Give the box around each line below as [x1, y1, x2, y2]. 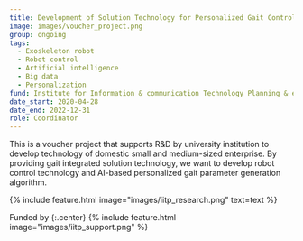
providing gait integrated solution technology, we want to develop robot [9, 158, 275, 169]
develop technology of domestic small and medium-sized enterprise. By [9, 148, 278, 159]
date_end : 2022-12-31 [9, 106, 91, 115]
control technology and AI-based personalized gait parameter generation [9, 168, 281, 179]
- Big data [17, 72, 59, 81]
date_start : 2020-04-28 [9, 97, 99, 107]
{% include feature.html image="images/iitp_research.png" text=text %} [9, 195, 278, 206]
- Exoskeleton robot [17, 47, 95, 56]
